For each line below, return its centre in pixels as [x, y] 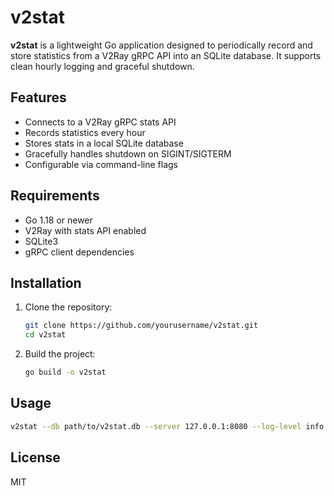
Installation [46, 282]
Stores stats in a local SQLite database [104, 143]
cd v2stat [45, 335]
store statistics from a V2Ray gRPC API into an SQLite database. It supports [166, 55]
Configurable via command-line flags [101, 164]
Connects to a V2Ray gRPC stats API [100, 122]
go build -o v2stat [65, 372]
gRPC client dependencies [79, 252]
